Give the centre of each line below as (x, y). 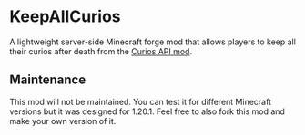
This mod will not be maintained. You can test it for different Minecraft (140, 101)
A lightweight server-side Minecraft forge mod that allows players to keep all (152, 42)
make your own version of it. (63, 121)
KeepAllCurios (65, 17)
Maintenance (48, 80)
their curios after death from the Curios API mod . (101, 51)
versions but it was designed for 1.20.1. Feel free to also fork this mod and (147, 111)
